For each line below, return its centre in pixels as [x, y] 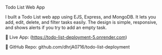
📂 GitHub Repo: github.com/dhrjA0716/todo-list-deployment [68, 47]
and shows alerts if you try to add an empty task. [56, 27]
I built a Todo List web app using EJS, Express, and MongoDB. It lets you [81, 17]
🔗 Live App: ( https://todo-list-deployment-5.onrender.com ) [66, 37]
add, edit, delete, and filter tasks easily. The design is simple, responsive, [81, 22]
